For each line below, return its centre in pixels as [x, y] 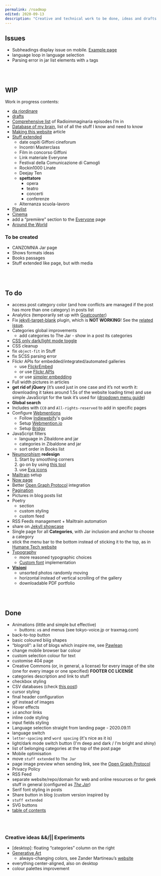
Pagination [23, 490]
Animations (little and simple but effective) [54, 625]
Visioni [19, 568]
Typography [24, 552]
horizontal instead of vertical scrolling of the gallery [71, 578]
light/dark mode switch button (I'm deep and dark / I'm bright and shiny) [84, 743]
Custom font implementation [48, 562]
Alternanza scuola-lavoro [44, 204]
